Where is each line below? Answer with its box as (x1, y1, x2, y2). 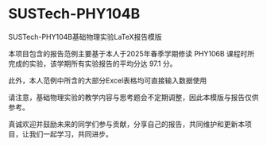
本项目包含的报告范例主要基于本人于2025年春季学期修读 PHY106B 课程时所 (8, 48, 255, 58)
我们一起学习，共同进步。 (29, 129, 113, 139)
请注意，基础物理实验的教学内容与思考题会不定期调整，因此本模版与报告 (8, 92, 245, 102)
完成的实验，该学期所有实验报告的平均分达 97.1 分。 (8, 59, 177, 68)
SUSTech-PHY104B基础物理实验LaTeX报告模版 (8, 32, 162, 41)
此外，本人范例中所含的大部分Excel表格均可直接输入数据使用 (8, 75, 207, 85)
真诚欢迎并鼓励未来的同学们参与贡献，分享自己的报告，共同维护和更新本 (8, 119, 245, 129)
